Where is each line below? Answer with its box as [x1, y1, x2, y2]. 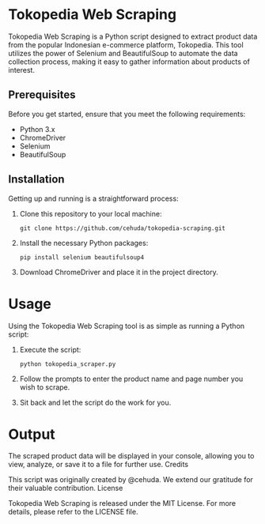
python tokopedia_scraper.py [19, 360, 116, 368]
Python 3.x [19, 124, 55, 134]
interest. [8, 65, 36, 74]
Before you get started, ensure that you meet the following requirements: [8, 109, 246, 119]
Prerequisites [8, 89, 76, 102]
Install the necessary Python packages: [19, 238, 149, 247]
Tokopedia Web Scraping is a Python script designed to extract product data [8, 32, 258, 41]
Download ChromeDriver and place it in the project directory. [19, 267, 219, 277]
